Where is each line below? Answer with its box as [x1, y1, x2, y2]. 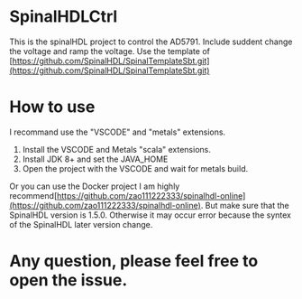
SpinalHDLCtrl [9, 6, 118, 27]
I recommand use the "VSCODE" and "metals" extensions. [9, 126, 226, 137]
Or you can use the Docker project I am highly [9, 181, 180, 192]
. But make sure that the [200, 200, 290, 210]
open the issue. [9, 270, 128, 291]
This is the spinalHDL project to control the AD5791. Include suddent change [9, 36, 293, 47]
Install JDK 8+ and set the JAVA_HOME [22, 154, 169, 164]
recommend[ [9, 190, 58, 201]
